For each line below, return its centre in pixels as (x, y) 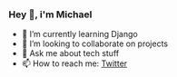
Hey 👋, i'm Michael (50, 14)
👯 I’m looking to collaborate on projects (95, 43)
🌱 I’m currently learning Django (79, 34)
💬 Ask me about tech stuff (70, 53)
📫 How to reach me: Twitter (74, 63)
